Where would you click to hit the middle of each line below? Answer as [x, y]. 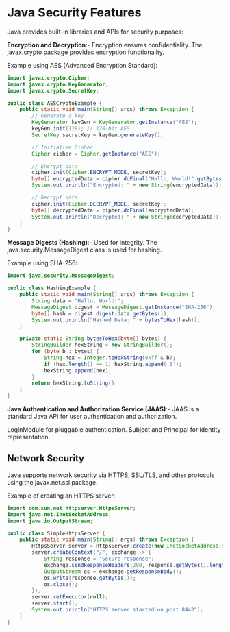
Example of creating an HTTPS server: [61, 496]
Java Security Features [74, 13]
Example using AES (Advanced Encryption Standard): [82, 65]
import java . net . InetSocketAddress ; [59, 514]
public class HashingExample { [52, 288]
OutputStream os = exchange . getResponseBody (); [113, 571]
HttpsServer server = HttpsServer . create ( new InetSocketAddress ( [127, 546]
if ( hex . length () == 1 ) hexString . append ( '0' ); [113, 364]
